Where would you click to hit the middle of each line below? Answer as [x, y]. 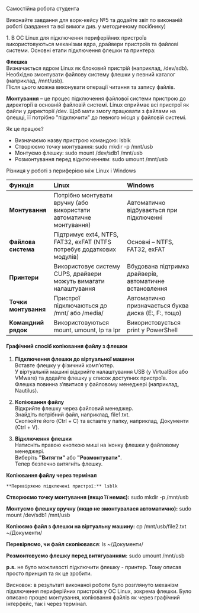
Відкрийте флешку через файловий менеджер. [74, 409]
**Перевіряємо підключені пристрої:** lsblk [62, 486]
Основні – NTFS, [150, 242]
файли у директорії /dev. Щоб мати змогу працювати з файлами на [91, 111]
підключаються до [81, 306]
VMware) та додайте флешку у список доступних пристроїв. [91, 378]
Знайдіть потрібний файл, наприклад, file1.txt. [72, 415]
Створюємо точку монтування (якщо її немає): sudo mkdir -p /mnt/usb [97, 498]
